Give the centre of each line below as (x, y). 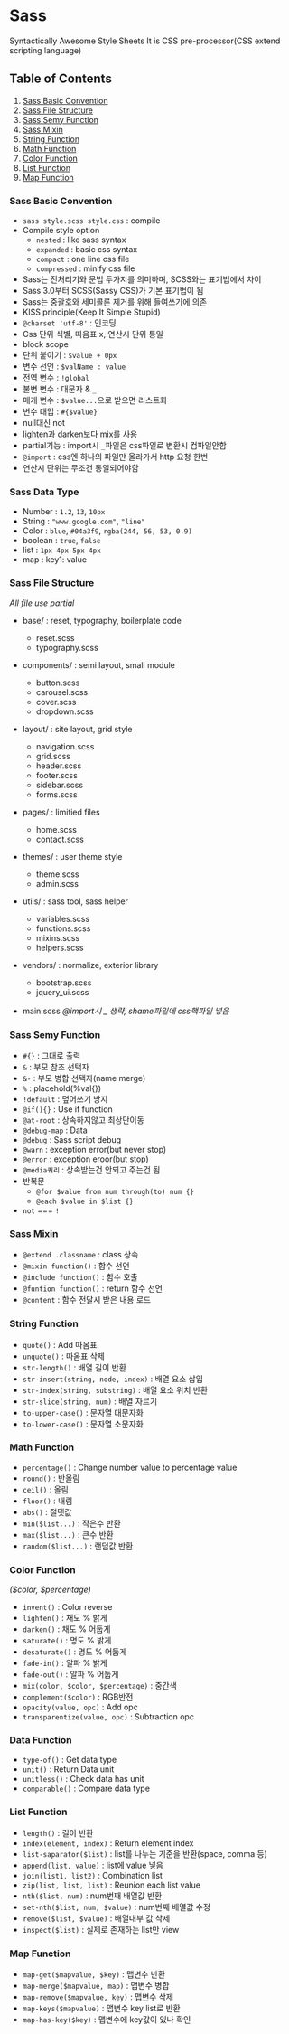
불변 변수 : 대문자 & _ (59, 389)
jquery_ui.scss (62, 992)
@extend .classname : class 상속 (80, 1255)
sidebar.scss (60, 785)
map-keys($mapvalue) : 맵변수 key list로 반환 (101, 2009)
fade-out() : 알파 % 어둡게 (70, 1674)
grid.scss (53, 756)
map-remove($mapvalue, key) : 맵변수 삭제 (98, 1997)
